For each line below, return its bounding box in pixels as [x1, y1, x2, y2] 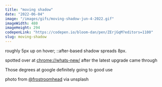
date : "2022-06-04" [5, 12, 45, 17]
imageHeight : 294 [5, 25, 40, 30]
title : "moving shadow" [5, 7, 54, 12]
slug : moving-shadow [5, 35, 47, 40]
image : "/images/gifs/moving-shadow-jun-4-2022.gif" [5, 16, 114, 21]
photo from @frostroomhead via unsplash [5, 76, 89, 82]
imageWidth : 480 [5, 21, 38, 26]
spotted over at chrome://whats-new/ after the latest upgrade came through [5, 57, 158, 63]
